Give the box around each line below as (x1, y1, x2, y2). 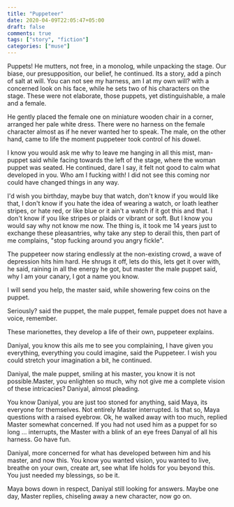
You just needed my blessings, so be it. (7, 471, 120, 479)
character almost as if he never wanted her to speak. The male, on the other (7, 127, 226, 136)
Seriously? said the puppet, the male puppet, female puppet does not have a (7, 307, 227, 315)
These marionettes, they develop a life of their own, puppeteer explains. (7, 328, 214, 336)
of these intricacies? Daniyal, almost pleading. (7, 385, 140, 392)
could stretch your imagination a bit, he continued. (7, 356, 152, 364)
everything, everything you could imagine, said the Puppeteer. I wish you (7, 349, 217, 357)
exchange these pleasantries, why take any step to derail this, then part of (7, 229, 221, 237)
